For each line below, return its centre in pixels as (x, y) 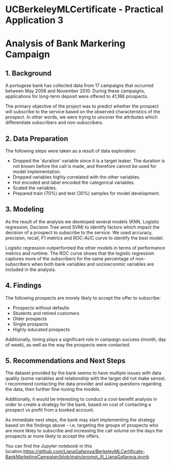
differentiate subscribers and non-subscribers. (54, 123)
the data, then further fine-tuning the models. (53, 389)
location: (15, 451)
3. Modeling (25, 210)
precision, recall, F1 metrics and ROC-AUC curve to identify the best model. (85, 238)
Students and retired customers (46, 313)
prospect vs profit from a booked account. (50, 410)
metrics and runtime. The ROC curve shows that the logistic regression (80, 253)
